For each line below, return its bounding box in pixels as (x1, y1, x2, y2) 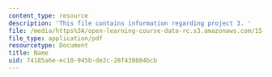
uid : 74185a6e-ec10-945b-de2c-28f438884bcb (8, 57, 158, 65)
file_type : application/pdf (8, 34, 104, 43)
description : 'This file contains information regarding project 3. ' (8, 19, 252, 27)
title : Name (8, 49, 49, 57)
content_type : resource (8, 11, 89, 20)
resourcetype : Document (8, 42, 89, 50)
